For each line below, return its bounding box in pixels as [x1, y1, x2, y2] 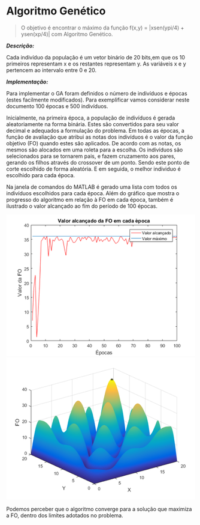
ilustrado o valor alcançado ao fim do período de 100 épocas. [6, 202, 157, 210]
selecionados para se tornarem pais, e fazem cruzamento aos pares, [6, 152, 175, 160]
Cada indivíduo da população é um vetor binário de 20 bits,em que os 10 [6, 53, 186, 61]
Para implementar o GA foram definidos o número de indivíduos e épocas [6, 90, 187, 97]
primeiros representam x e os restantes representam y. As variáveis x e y [6, 60, 187, 67]
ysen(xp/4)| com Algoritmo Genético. [20, 30, 113, 37]
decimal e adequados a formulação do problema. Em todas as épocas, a [6, 127, 184, 134]
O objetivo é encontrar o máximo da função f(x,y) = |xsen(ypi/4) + [20, 24, 184, 31]
